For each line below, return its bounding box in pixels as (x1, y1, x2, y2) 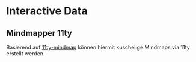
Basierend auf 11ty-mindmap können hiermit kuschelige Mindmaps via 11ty (6, 44, 191, 51)
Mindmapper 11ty (6, 28, 72, 38)
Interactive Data (6, 4, 88, 18)
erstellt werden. (6, 50, 45, 57)
